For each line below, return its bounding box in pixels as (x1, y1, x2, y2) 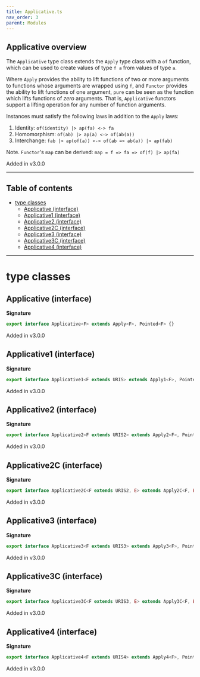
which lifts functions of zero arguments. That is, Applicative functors (6, 95, 176, 102)
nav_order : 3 (6, 14, 39, 20)
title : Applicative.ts (6, 8, 62, 15)
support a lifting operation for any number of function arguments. (6, 101, 167, 108)
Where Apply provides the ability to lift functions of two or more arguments (6, 76, 189, 83)
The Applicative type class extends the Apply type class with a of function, (6, 58, 192, 65)
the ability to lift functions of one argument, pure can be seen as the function (6, 88, 194, 96)
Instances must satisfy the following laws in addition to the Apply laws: (6, 113, 179, 120)
